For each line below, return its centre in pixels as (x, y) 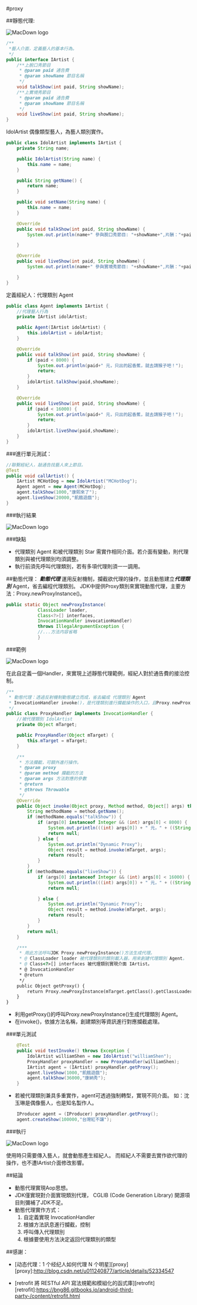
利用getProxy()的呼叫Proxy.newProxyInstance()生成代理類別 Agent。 (98, 1014)
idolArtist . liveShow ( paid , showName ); (73, 431)
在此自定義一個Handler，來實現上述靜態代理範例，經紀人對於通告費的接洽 (95, 673)
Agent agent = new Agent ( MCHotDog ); (62, 487)
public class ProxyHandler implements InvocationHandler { (80, 714)
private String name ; (43, 148)
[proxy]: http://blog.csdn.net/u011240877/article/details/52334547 (94, 1271)
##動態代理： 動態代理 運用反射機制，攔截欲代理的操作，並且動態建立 (90, 578)
